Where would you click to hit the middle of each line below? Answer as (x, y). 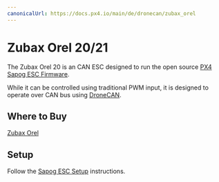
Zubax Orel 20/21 (58, 47)
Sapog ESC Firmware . (38, 74)
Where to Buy (37, 116)
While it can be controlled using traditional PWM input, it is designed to (108, 88)
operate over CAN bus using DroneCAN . (65, 94)
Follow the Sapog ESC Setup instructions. (66, 171)
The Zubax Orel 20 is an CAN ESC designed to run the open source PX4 (109, 67)
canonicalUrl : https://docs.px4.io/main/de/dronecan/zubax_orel (102, 13)
